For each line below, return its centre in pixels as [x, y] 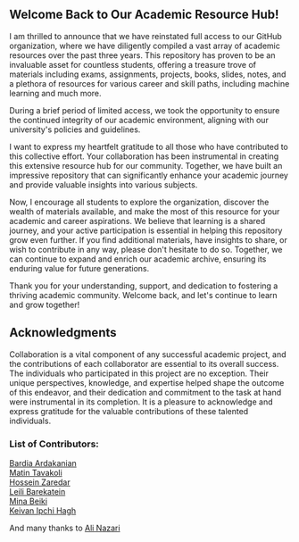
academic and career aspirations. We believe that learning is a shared [137, 221]
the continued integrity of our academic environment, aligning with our [139, 120]
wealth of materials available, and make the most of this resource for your [145, 211]
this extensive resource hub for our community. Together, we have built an [146, 165]
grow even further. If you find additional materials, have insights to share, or [148, 239]
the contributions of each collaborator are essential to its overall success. [144, 363]
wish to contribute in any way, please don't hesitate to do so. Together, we [146, 249]
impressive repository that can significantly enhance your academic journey [149, 175]
